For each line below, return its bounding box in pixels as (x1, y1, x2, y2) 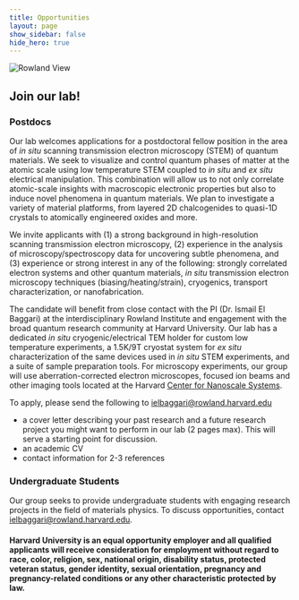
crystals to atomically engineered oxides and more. (9, 211, 199, 222)
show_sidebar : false (9, 30, 87, 39)
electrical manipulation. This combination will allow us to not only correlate (9, 174, 285, 184)
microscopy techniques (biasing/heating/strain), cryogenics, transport (9, 277, 269, 287)
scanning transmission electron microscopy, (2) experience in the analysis (9, 238, 284, 249)
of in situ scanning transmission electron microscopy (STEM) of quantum (9, 145, 279, 156)
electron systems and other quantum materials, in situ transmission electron (9, 267, 289, 278)
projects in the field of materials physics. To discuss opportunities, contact (9, 505, 285, 516)
